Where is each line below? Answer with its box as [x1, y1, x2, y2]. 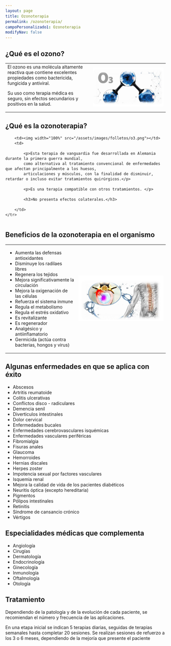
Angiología [12, 542, 36, 548]
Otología [12, 580, 31, 587]
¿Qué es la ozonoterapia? [5, 122, 88, 130]
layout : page [5, 8, 33, 13]
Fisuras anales [12, 443, 43, 449]
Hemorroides [12, 454, 41, 461]
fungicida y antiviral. [7, 80, 50, 86]
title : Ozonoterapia [5, 13, 49, 19]
